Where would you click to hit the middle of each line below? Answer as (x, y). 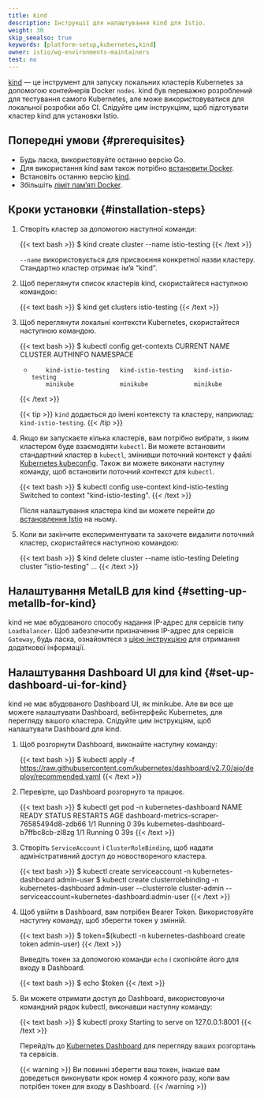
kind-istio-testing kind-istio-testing (115, 370)
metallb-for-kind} (52, 603)
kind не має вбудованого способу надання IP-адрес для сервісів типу (126, 622)
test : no (22, 60)
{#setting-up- (212, 591)
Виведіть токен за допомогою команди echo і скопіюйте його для (129, 959)
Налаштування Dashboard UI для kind (105, 672)
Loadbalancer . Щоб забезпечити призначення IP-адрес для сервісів (121, 631)
